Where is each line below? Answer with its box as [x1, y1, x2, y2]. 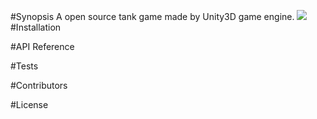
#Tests [10, 60, 39, 72]
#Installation [10, 21, 62, 33]
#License [10, 99, 49, 110]
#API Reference [10, 41, 75, 52]
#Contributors [10, 80, 68, 91]
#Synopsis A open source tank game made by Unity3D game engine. [10, 11, 295, 22]
